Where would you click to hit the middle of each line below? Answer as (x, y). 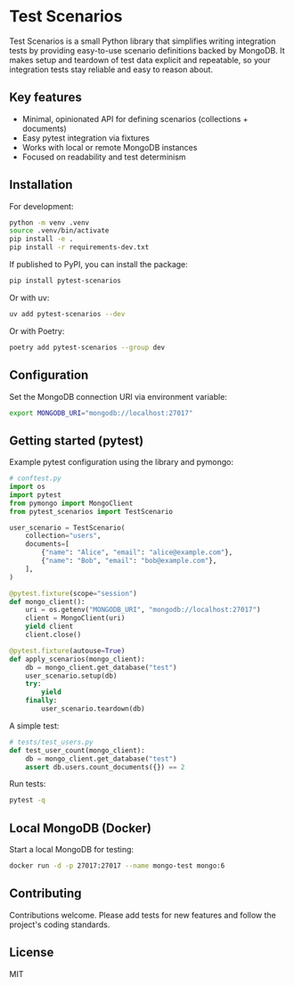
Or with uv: (29, 297)
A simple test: (34, 725)
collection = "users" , (63, 536)
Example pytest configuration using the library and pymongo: (122, 462)
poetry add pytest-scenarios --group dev (87, 347)
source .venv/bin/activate (59, 231)
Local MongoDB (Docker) (80, 828)
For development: (41, 206)
